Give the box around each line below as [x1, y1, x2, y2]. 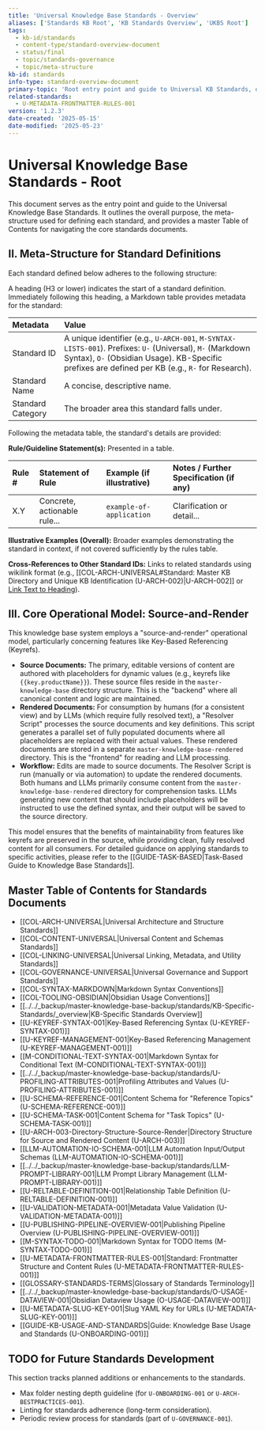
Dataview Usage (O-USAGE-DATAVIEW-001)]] [101, 1296, 251, 1305]
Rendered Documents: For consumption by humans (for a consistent [19, 702, 244, 712]
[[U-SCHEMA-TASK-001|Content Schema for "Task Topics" [19, 1110, 212, 1120]
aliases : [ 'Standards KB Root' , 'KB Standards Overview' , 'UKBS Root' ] [8, 19, 248, 27]
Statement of [39, 467, 90, 478]
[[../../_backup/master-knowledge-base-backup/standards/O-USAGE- [19, 1287, 248, 1296]
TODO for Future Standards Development [8, 1352, 215, 1365]
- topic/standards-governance [15, 56, 114, 64]
